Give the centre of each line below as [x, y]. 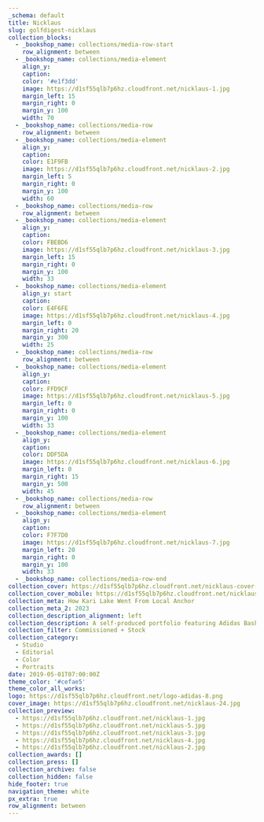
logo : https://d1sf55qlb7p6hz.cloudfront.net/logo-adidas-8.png [115, 696]
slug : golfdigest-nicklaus [52, 30]
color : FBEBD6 [45, 243]
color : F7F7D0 [45, 535]
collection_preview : [42, 711]
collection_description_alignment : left [75, 616]
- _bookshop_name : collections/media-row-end [91, 579]
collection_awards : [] [45, 755]
